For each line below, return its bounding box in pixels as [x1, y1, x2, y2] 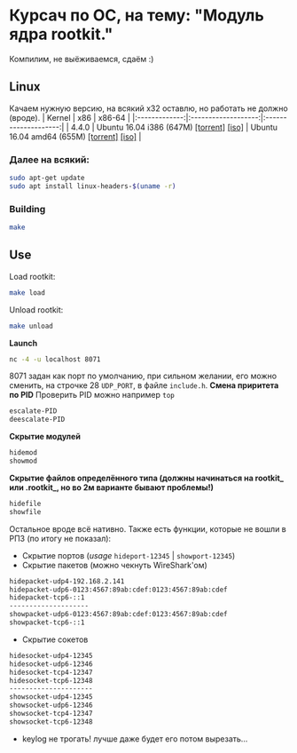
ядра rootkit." [9, 24, 113, 44]
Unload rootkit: [9, 304, 64, 315]
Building [9, 202, 46, 215]
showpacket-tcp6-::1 [9, 618, 86, 627]
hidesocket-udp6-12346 [9, 659, 93, 669]
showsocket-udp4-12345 [9, 693, 93, 701]
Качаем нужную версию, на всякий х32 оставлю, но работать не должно [9, 103, 288, 114]
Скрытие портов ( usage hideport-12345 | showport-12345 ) [21, 550, 236, 560]
